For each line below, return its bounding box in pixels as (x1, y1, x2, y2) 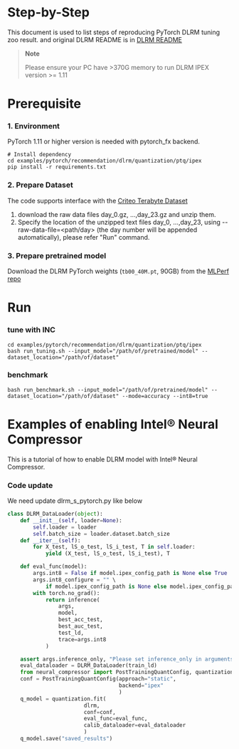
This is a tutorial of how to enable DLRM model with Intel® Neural (7, 454, 198, 464)
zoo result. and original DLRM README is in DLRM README (7, 35, 183, 44)
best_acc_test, (58, 616, 103, 623)
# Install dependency (7, 151, 72, 158)
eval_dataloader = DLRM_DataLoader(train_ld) (20, 662, 158, 669)
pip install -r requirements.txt (7, 163, 107, 171)
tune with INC (7, 325, 55, 335)
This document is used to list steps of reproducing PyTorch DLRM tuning (7, 28, 221, 36)
